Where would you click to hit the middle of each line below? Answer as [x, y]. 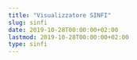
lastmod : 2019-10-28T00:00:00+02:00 [68, 37]
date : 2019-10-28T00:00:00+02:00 [63, 30]
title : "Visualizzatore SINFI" [60, 15]
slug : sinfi [28, 23]
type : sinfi [28, 44]
